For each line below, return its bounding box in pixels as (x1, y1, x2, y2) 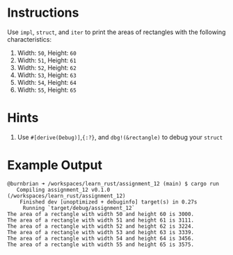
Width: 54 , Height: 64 (17, 78, 77, 86)
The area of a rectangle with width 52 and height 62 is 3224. (7, 222, 195, 230)
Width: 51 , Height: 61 (17, 56, 77, 64)
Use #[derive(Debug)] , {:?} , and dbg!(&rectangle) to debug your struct (17, 133, 223, 141)
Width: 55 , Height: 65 (17, 85, 77, 94)
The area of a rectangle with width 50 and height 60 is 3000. (7, 211, 195, 217)
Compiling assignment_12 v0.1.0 (16, 186, 111, 193)
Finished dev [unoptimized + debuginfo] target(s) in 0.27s (19, 198, 198, 206)
